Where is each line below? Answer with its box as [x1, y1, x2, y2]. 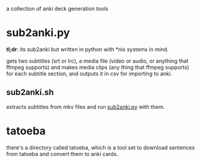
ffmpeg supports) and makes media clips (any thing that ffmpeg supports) [6, 63, 190, 71]
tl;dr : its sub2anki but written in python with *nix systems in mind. [6, 45, 169, 53]
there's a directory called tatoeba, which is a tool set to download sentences [6, 143, 195, 151]
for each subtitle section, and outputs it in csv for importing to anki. [6, 70, 172, 77]
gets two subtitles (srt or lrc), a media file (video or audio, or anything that [6, 57, 189, 65]
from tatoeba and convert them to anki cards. [6, 150, 118, 157]
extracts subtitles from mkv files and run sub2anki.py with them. [6, 103, 165, 110]
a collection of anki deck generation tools [6, 5, 109, 12]
